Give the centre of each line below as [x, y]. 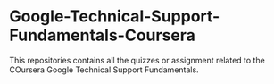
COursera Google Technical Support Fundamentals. [104, 70]
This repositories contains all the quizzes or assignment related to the [137, 60]
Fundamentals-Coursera [103, 35]
